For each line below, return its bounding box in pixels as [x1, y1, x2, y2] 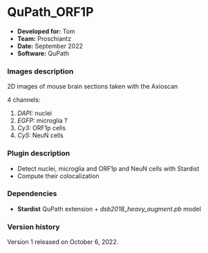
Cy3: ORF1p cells [17, 124, 66, 132]
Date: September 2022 [17, 42, 83, 50]
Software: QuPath [17, 49, 69, 58]
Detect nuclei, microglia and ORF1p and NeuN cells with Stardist [17, 164, 200, 173]
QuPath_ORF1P [7, 4, 94, 20]
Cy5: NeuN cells [17, 131, 64, 139]
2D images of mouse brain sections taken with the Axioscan [7, 82, 178, 91]
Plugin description [7, 148, 70, 158]
